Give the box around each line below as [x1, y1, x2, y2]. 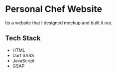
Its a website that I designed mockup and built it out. [5, 20, 113, 26]
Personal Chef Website [5, 3, 103, 15]
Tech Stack [5, 34, 41, 42]
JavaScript [12, 58, 35, 64]
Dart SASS [12, 52, 34, 58]
